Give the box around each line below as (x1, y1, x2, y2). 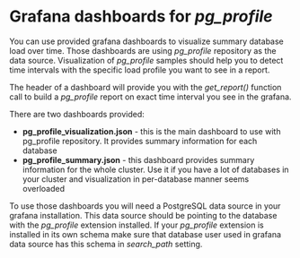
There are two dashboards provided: (9, 108, 146, 119)
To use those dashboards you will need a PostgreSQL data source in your (9, 200, 281, 211)
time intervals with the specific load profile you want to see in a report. (9, 64, 270, 75)
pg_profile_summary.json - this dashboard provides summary (22, 154, 255, 165)
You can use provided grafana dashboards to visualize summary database (9, 36, 285, 47)
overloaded (22, 183, 66, 193)
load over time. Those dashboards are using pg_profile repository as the (9, 45, 277, 56)
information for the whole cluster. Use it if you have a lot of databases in (22, 164, 289, 175)
